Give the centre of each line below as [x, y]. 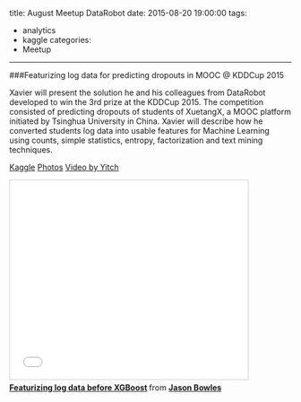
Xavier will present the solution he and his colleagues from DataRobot [138, 92]
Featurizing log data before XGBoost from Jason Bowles [116, 388]
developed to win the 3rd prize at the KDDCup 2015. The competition [137, 102]
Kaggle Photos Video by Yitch [64, 167]
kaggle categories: [56, 40]
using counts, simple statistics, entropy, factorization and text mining [136, 140]
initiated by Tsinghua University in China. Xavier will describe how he [136, 121]
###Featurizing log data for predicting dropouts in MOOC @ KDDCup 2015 [147, 75]
